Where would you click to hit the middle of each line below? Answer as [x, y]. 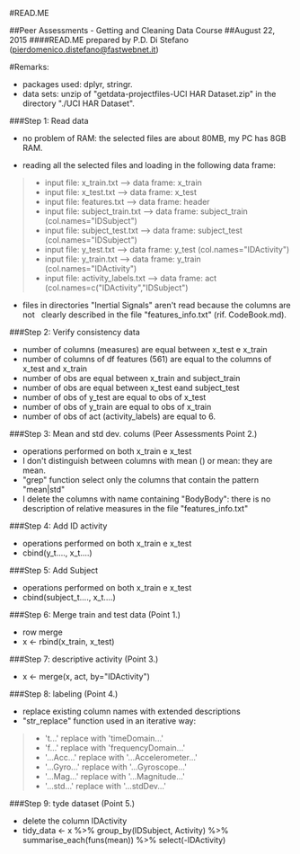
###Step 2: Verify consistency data [75, 332]
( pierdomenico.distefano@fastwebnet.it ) [84, 49]
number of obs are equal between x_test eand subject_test [131, 387]
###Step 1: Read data [49, 121]
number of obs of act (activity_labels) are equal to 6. [119, 416]
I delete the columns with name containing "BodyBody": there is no [146, 499]
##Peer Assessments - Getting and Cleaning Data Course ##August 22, [142, 30]
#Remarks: [29, 67]
